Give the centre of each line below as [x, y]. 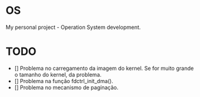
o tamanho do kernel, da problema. [58, 74]
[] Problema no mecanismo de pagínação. [66, 87]
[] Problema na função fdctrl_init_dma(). [64, 81]
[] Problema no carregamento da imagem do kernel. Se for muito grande [104, 68]
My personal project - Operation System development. [73, 27]
